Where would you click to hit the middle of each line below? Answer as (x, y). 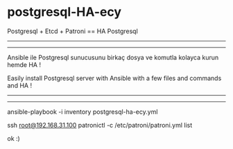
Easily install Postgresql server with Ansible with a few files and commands (114, 78)
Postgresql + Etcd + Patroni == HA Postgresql (73, 31)
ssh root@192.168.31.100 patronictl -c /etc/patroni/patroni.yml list (100, 125)
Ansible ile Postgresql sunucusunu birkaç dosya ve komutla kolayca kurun (113, 57)
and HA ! (20, 85)
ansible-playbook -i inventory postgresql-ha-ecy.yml (83, 112)
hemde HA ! (24, 64)
